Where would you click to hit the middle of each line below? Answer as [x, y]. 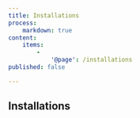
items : [33, 45]
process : [23, 23]
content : [23, 38]
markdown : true [47, 30]
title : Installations [44, 15]
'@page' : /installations [91, 60]
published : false [37, 67]
